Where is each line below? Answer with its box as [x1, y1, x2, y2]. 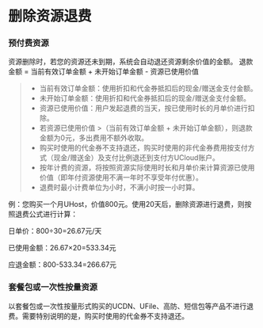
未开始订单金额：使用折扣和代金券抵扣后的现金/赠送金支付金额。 [39, 93, 251, 103]
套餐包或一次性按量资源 [8, 282, 97, 293]
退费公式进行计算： [14, 209, 78, 219]
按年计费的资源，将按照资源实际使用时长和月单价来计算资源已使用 [39, 163, 255, 173]
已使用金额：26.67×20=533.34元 [8, 243, 116, 253]
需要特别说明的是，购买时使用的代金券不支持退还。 [21, 311, 189, 321]
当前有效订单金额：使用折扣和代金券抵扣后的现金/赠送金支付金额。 [39, 84, 257, 93]
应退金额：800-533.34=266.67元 [8, 260, 117, 269]
